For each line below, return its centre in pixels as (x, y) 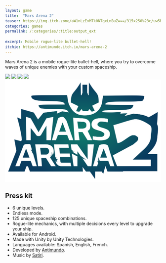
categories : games (24, 26)
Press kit (19, 196)
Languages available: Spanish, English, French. (60, 244)
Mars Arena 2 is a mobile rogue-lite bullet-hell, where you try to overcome (80, 61)
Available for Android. (34, 234)
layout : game (19, 10)
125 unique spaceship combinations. (49, 218)
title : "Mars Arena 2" (30, 16)
